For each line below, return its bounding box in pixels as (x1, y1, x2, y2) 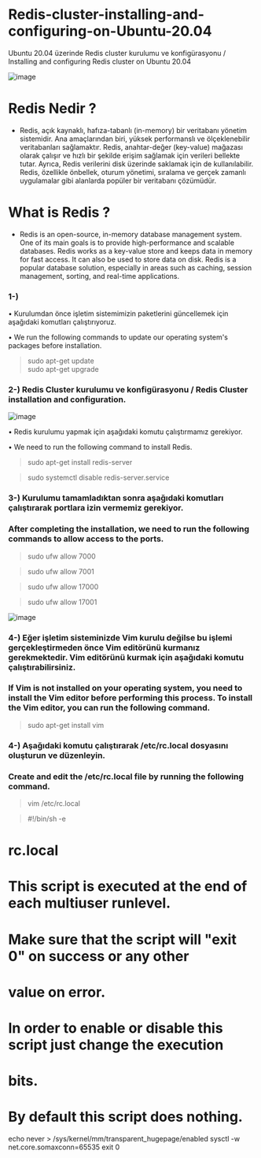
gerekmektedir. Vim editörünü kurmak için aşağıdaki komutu (8, 651, 244, 663)
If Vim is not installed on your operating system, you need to (8, 683, 243, 694)
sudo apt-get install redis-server (27, 458, 133, 467)
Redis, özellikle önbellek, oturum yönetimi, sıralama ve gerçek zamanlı (19, 167, 246, 176)
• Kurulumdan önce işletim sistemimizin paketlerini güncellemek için (8, 309, 229, 318)
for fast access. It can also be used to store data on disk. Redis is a (19, 254, 237, 264)
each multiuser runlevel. (8, 894, 171, 912)
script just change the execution (8, 1036, 224, 1053)
